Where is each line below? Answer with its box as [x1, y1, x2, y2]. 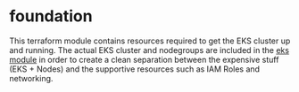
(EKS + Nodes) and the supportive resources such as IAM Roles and [9, 64, 261, 74]
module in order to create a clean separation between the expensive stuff [9, 54, 279, 65]
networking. [9, 73, 54, 83]
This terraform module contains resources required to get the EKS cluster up [9, 35, 291, 46]
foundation [9, 6, 93, 27]
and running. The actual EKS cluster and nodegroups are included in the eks [9, 44, 290, 55]
